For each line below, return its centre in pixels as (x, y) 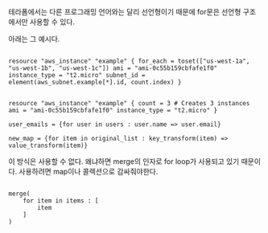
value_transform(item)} (48, 145)
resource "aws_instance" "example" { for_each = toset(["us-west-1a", (129, 61)
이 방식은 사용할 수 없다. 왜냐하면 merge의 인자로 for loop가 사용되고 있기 (124, 161)
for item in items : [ (61, 201)
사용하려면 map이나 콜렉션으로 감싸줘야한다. (89, 172)
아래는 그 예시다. (34, 39)
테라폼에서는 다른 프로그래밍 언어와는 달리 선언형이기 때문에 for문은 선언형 (125, 12)
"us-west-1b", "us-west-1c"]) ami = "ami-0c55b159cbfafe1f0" (113, 68)
